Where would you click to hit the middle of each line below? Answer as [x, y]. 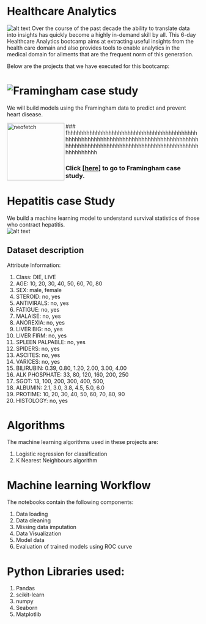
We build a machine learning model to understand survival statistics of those [103, 218]
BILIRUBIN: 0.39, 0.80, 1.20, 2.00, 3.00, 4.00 [71, 368]
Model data [30, 540]
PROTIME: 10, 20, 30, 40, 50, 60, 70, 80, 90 [70, 394]
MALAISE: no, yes [38, 316]
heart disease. [25, 114]
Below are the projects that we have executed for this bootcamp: [88, 66]
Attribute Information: [34, 265]
